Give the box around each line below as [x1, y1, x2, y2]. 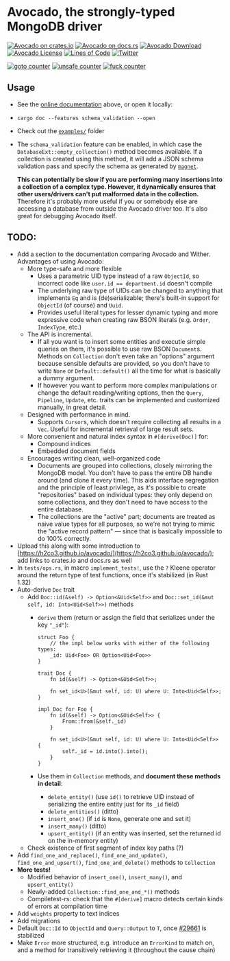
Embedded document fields [37, 447, 116, 455]
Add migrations [16, 916, 60, 925]
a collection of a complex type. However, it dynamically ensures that [16, 183, 216, 191]
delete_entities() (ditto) [47, 807, 119, 815]
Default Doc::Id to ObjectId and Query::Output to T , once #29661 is [16, 924, 207, 932]
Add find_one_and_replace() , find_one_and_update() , [16, 850, 168, 859]
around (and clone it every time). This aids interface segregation [37, 476, 219, 484]
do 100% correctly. [37, 534, 91, 542]
